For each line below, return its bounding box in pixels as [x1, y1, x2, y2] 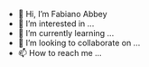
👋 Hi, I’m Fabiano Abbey [17, 9, 107, 19]
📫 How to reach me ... [17, 48, 102, 58]
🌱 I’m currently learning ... [17, 28, 115, 38]
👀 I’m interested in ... [17, 18, 95, 29]
